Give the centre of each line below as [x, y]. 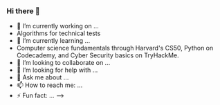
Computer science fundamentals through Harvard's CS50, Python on [115, 48]
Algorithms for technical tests [58, 33]
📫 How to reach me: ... [49, 85]
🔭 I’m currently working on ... [57, 26]
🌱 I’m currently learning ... [53, 41]
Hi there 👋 [24, 11]
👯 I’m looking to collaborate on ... [63, 63]
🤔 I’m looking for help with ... [57, 70]
